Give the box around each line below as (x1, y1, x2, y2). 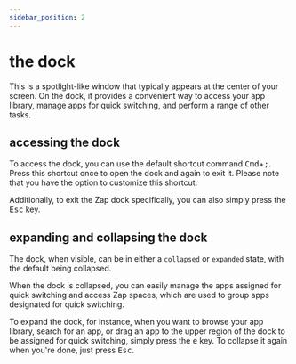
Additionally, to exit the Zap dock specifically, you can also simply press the (9, 195, 286, 206)
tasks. (9, 109, 32, 120)
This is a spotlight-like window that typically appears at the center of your (9, 81, 279, 92)
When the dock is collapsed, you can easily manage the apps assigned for (9, 280, 282, 291)
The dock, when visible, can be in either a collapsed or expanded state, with (9, 254, 284, 264)
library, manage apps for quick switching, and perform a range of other (9, 100, 269, 110)
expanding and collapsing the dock (9, 230, 208, 245)
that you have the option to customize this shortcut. (9, 177, 198, 188)
